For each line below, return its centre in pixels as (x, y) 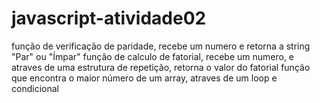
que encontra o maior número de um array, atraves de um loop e (144, 78)
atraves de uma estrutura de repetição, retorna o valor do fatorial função (161, 67)
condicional (35, 88)
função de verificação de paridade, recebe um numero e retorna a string (161, 46)
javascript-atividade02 (109, 18)
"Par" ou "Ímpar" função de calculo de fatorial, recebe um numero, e (153, 56)
